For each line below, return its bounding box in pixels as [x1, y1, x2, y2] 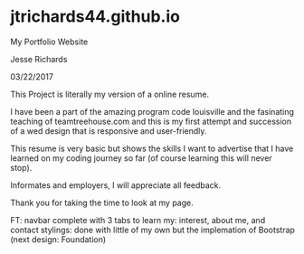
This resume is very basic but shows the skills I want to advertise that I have [10, 143, 294, 154]
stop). [10, 162, 33, 173]
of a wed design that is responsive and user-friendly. [10, 125, 207, 136]
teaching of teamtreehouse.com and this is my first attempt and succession [10, 116, 292, 127]
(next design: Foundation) [10, 233, 107, 245]
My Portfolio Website [10, 36, 89, 47]
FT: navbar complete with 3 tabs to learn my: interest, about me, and [10, 214, 266, 225]
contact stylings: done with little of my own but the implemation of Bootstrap [10, 224, 295, 235]
